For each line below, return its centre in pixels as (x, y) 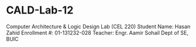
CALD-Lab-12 (40, 10)
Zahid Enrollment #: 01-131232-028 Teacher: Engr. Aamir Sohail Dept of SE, (97, 32)
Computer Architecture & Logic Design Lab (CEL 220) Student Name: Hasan (98, 26)
